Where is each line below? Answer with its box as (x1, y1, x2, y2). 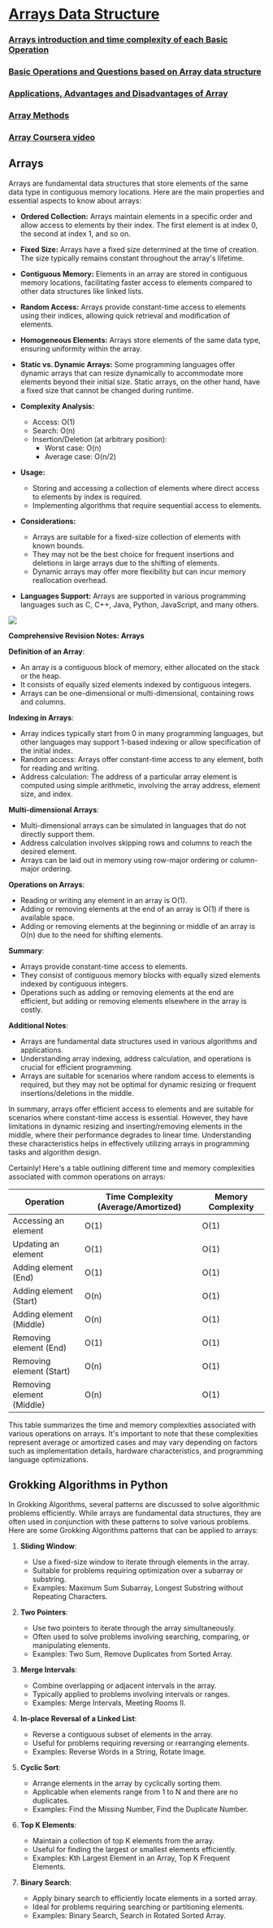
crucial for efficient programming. (19, 1062, 133, 1071)
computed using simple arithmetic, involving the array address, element (19, 780, 261, 790)
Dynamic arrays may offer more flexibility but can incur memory (32, 567, 246, 576)
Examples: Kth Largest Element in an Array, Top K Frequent (32, 1853, 231, 1863)
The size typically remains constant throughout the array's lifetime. (19, 253, 245, 263)
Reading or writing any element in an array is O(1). (19, 895, 188, 905)
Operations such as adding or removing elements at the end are (19, 987, 234, 997)
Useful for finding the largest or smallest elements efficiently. (32, 1845, 237, 1855)
